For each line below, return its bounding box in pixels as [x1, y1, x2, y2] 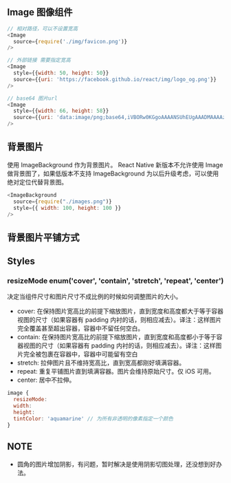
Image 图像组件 [7, 6, 74, 19]
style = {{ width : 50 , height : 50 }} [13, 69, 109, 77]
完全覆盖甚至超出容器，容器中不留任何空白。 [16, 324, 144, 332]
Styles [7, 255, 36, 267]
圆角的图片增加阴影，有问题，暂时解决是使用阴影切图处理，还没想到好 [16, 460, 217, 468]
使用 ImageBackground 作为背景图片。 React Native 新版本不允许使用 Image [7, 160, 223, 169]
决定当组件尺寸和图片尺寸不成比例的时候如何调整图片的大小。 [7, 292, 182, 301]
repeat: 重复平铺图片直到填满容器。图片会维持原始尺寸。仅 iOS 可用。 [16, 367, 215, 376]
